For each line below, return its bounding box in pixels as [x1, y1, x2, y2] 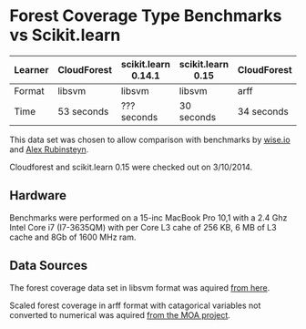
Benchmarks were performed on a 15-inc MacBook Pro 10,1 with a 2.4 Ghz [9, 211, 288, 223]
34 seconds [237, 105, 289, 118]
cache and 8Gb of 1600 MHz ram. [9, 231, 137, 242]
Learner [14, 63, 49, 76]
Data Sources [9, 258, 88, 273]
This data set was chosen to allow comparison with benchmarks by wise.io [9, 134, 291, 145]
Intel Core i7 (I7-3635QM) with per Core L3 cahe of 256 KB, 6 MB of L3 [9, 221, 277, 232]
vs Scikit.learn [9, 25, 121, 46]
